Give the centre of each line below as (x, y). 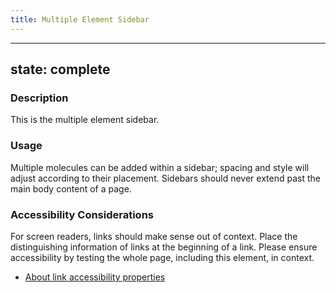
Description (39, 98)
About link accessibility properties (95, 277)
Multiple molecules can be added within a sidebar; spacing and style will (160, 167)
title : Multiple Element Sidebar (80, 19)
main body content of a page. (71, 188)
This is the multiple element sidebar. (85, 120)
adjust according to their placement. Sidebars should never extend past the (165, 178)
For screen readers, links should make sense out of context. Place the (154, 236)
